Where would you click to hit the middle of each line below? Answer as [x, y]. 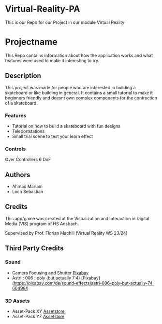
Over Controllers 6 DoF [28, 160]
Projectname [31, 42]
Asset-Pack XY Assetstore [38, 311]
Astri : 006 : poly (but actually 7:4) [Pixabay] [56, 278]
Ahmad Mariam [27, 186]
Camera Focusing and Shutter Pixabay [50, 273]
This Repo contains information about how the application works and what [79, 55]
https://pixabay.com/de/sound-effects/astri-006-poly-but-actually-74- [84, 283]
